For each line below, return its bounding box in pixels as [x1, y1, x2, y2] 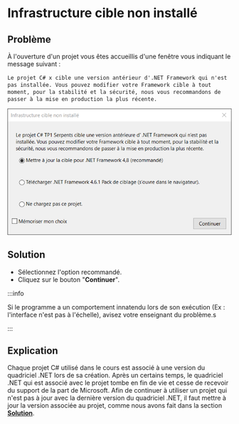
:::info [7, 289, 24, 297]
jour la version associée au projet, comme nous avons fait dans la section [7, 401, 223, 410]
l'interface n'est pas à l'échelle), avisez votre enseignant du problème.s [7, 310, 217, 319]
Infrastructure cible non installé [7, 5, 198, 21]
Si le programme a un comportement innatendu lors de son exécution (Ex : [7, 302, 225, 311]
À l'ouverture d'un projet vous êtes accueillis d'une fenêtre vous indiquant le [7, 52, 231, 60]
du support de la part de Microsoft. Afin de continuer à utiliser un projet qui [7, 386, 228, 395]
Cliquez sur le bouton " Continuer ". [17, 275, 119, 284]
